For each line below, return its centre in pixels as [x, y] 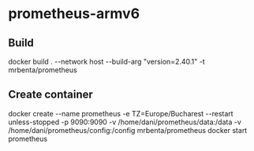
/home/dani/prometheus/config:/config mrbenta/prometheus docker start [128, 130]
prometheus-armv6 [74, 14]
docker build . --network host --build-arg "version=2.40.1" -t [106, 61]
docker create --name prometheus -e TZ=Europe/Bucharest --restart [121, 113]
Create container [50, 95]
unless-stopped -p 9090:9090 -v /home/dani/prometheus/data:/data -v [125, 122]
